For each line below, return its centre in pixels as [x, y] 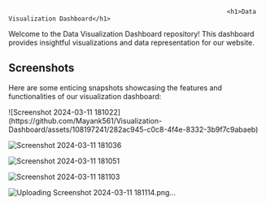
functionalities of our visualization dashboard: [85, 96]
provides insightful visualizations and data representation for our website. [131, 42]
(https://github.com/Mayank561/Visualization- [85, 120]
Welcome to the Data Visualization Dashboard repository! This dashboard [131, 34]
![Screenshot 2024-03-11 [50, 112]
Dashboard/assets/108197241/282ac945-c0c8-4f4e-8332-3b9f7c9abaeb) [133, 129]
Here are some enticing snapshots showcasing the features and [115, 87]
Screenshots [41, 68]
